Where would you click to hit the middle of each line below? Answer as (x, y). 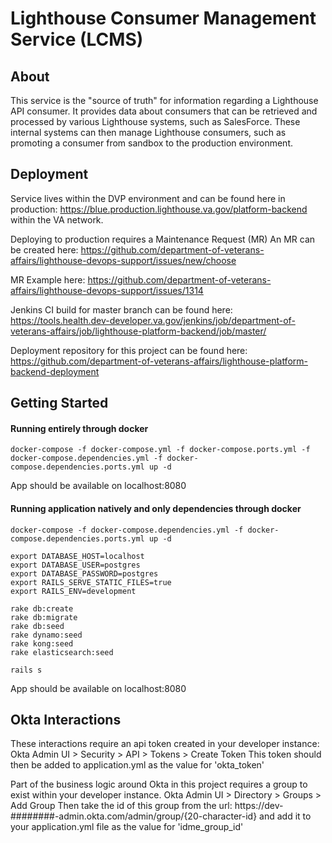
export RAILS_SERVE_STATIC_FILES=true (91, 582)
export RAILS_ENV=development (73, 591)
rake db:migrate (44, 617)
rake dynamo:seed (46, 635)
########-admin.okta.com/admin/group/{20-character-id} (134, 816)
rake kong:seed (42, 643)
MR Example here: (48, 279)
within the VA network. (57, 219)
